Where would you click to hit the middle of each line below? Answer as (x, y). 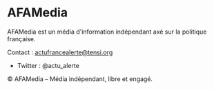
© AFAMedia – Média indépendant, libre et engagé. (80, 79)
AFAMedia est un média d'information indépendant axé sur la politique (107, 32)
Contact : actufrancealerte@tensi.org (60, 52)
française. (21, 38)
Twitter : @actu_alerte (48, 65)
